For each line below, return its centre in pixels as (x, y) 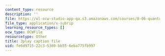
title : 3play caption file (33, 41)
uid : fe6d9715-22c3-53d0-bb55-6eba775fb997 (50, 46)
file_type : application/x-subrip (39, 23)
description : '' (22, 14)
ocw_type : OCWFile (24, 32)
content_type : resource (29, 9)
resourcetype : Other (26, 37)
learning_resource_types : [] (35, 28)
